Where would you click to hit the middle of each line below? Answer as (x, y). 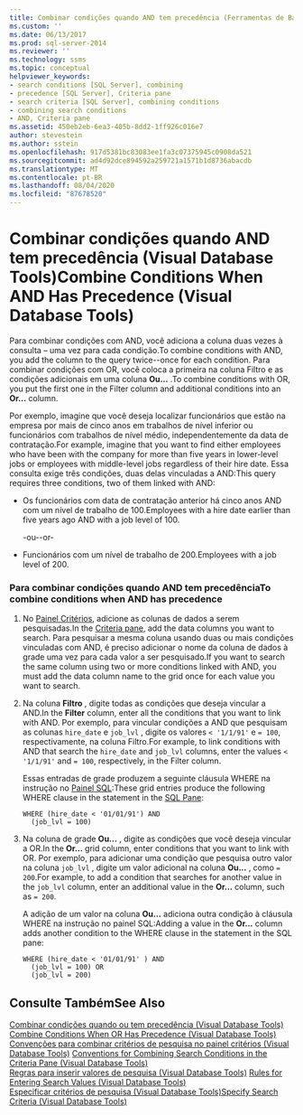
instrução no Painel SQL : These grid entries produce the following (144, 788)
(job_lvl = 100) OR (67, 968)
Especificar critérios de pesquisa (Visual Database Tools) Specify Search (144, 1092)
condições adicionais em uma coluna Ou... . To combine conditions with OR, (150, 379)
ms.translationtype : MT (54, 169)
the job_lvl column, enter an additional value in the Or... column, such (154, 887)
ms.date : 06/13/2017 (48, 34)
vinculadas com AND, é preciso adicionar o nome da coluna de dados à (155, 648)
